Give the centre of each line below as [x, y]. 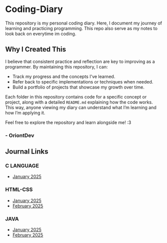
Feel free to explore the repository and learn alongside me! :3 [68, 122]
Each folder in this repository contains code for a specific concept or [76, 96]
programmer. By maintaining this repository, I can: [56, 66]
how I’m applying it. [25, 112]
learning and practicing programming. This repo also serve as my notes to [81, 28]
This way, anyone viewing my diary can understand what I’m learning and [81, 107]
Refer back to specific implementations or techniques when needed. [83, 81]
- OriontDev [20, 135]
